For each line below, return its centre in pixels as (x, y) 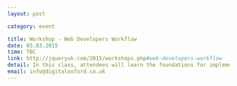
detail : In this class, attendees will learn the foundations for (107, 65)
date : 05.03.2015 (33, 45)
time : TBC (22, 52)
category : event (31, 26)
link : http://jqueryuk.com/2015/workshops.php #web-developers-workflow (115, 59)
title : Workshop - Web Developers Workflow (72, 39)
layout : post (26, 14)
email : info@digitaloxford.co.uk (56, 71)
